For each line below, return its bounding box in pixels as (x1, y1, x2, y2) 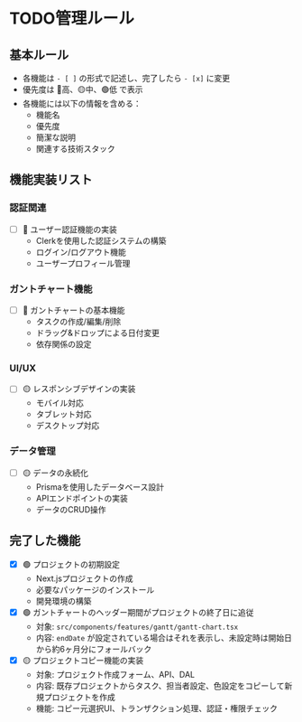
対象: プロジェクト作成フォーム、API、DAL (35, 669, 196, 680)
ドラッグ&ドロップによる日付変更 (35, 327, 160, 339)
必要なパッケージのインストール (35, 584, 155, 595)
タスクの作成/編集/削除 (35, 316, 122, 327)
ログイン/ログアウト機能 (35, 246, 126, 258)
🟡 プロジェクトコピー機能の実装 (22, 654, 144, 665)
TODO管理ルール (9, 8, 135, 29)
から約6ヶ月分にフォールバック (35, 643, 152, 654)
